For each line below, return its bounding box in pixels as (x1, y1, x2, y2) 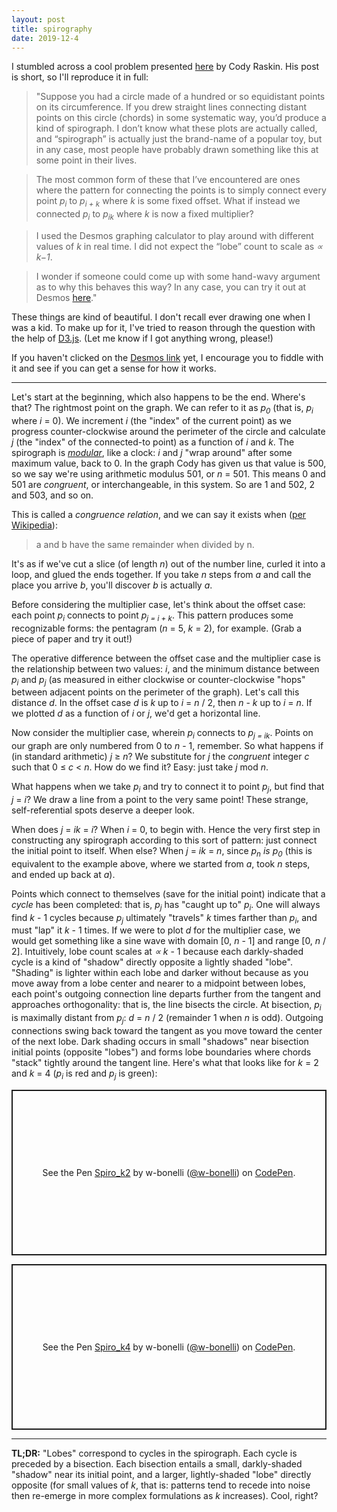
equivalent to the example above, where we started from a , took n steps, (11, 857, 311, 870)
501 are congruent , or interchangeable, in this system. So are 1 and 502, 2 (11, 478, 316, 490)
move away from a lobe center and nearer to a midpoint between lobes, (11, 977, 306, 990)
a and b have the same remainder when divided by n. (35, 538, 255, 550)
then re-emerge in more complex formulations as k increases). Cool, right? (11, 1489, 319, 1501)
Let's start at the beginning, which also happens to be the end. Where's (11, 391, 306, 403)
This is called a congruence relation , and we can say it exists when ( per (11, 508, 307, 520)
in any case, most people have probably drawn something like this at (35, 144, 319, 156)
